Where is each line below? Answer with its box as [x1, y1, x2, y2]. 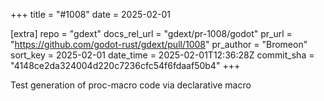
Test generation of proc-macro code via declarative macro [10, 79, 252, 91]
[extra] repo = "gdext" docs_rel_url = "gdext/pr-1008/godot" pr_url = [10, 28, 293, 39]
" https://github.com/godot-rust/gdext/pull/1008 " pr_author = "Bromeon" [10, 39, 308, 50]
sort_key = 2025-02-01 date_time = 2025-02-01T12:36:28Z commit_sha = [10, 49, 315, 61]
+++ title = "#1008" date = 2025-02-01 [10, 9, 171, 20]
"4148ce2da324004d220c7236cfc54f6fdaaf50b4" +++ [10, 60, 241, 71]
